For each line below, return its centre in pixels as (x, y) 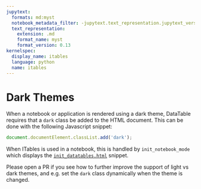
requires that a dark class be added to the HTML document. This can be (95, 120)
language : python (33, 62)
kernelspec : (21, 51)
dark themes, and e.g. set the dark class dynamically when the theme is (95, 173)
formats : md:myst (33, 17)
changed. (18, 180)
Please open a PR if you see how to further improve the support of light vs (98, 167)
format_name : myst (40, 40)
